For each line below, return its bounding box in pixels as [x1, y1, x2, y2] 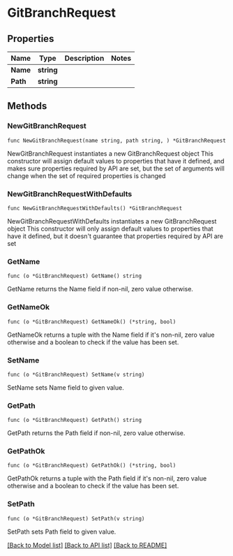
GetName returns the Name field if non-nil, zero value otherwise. [7, 285, 194, 293]
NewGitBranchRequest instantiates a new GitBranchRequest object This [7, 149, 214, 158]
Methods [7, 100, 47, 112]
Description [64, 54, 105, 63]
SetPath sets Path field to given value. [7, 527, 116, 536]
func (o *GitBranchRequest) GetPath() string [7, 417, 142, 424]
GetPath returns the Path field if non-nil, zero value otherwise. [7, 429, 186, 437]
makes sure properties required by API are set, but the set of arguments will [7, 164, 225, 173]
